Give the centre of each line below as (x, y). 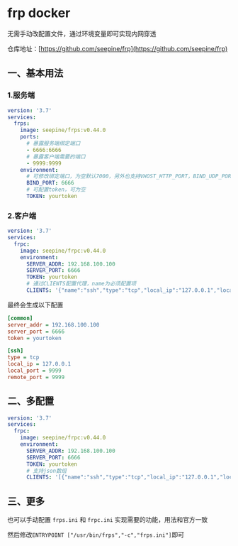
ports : (30, 137)
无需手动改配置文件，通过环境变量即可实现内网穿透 (82, 33)
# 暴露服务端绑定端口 (53, 143)
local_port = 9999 (34, 371)
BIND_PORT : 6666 (50, 183)
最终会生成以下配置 (35, 305)
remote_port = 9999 (36, 377)
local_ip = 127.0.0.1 (39, 364)
